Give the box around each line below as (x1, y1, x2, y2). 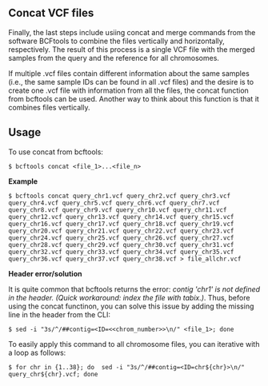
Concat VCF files (8, 6, 94, 20)
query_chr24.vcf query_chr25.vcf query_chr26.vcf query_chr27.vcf (8, 233, 234, 242)
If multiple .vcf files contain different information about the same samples (8, 68, 250, 78)
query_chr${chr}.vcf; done (8, 370, 98, 378)
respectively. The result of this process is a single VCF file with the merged (8, 44, 255, 54)
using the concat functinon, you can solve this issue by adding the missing (8, 301, 254, 311)
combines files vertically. (8, 102, 90, 112)
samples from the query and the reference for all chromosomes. (8, 53, 220, 62)
